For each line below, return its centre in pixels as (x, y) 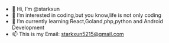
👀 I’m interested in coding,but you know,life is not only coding (86, 15)
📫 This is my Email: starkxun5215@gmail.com (68, 34)
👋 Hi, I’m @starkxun (36, 9)
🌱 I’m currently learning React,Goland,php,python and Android (87, 21)
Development (28, 27)
